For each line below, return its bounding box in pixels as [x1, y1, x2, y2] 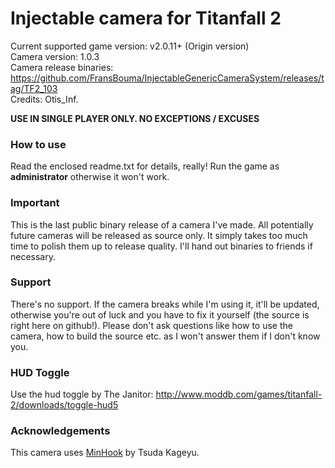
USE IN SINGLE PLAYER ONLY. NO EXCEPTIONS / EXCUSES [10, 112, 260, 124]
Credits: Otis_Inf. [10, 93, 79, 105]
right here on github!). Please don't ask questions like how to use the [10, 319, 293, 331]
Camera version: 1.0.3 [10, 50, 100, 62]
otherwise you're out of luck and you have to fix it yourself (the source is [10, 308, 310, 321]
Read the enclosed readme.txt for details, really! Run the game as [10, 160, 280, 172]
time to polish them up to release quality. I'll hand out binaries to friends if [10, 240, 313, 252]
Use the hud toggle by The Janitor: [10, 388, 154, 401]
